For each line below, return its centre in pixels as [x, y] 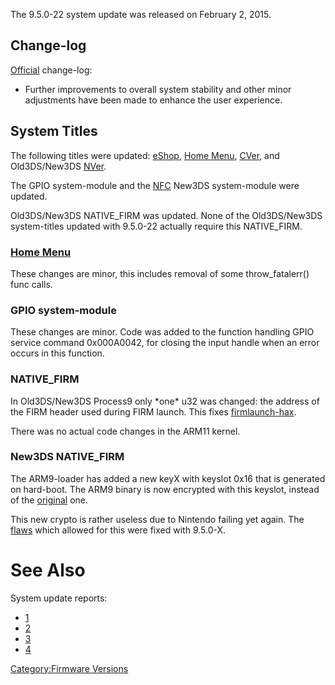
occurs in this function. [57, 353]
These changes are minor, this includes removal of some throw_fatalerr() [160, 273]
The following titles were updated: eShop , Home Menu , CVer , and [145, 155]
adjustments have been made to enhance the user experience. [153, 100]
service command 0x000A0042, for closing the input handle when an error [165, 343]
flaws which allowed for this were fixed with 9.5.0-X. [118, 530]
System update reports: [59, 598]
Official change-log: [51, 70]
